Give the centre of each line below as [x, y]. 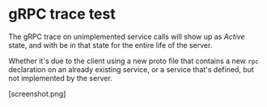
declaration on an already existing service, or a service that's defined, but [131, 69]
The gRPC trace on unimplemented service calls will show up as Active [127, 36]
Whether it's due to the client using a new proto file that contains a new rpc [133, 61]
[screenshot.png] [37, 93]
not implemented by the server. [61, 78]
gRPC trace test [62, 14]
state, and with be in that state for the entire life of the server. [110, 45]
